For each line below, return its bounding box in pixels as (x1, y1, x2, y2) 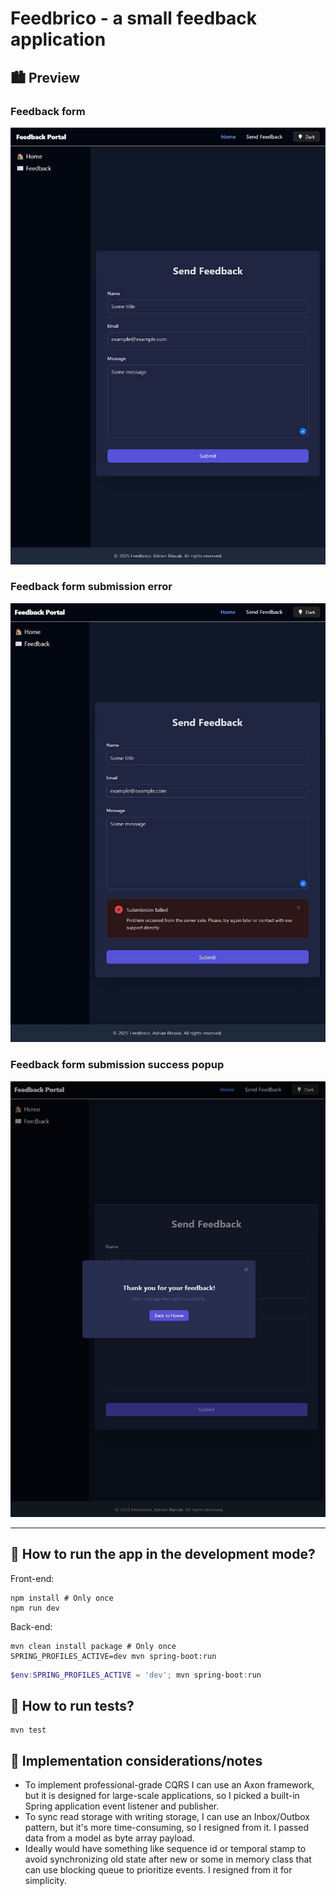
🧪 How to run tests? (10, 1698, 135, 1715)
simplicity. (24, 1875, 67, 1887)
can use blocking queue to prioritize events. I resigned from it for (24, 1864, 293, 1876)
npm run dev (10, 1603, 60, 1613)
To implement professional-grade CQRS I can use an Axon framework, (24, 1779, 315, 1791)
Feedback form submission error (10, 580, 173, 594)
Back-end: (10, 1620, 53, 1632)
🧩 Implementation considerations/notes (10, 1752, 263, 1769)
